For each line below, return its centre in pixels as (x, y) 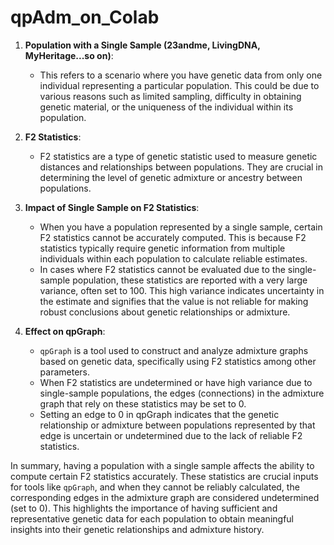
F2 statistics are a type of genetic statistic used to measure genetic (178, 156)
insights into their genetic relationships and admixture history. (137, 529)
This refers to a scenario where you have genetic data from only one (181, 75)
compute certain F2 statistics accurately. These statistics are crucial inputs (164, 476)
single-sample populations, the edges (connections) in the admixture (182, 393)
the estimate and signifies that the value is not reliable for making (174, 301)
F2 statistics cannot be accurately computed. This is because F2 (173, 237)
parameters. (65, 372)
